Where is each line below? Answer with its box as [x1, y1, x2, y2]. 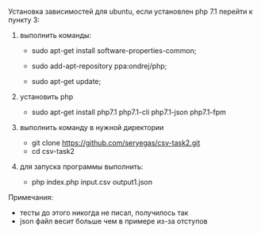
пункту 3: [8, 15, 40, 25]
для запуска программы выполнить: [19, 162, 144, 171]
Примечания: [8, 193, 54, 201]
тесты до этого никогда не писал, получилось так [19, 208, 189, 217]
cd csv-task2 [31, 147, 75, 155]
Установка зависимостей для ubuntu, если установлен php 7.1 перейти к [8, 7, 253, 16]
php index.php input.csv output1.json [31, 178, 153, 186]
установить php [19, 92, 74, 102]
